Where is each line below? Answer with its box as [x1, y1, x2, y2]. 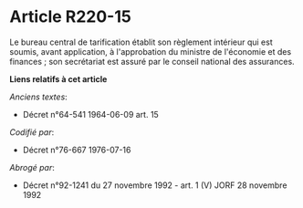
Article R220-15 [9, 6, 132, 27]
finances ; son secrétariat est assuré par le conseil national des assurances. [9, 56, 295, 67]
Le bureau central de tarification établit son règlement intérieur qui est [9, 36, 273, 47]
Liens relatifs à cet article [9, 73, 108, 84]
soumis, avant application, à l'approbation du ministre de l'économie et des [9, 46, 292, 57]
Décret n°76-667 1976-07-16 [22, 144, 131, 155]
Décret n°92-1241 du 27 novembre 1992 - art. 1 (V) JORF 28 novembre [22, 180, 287, 191]
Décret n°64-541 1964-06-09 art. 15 [22, 109, 160, 120]
